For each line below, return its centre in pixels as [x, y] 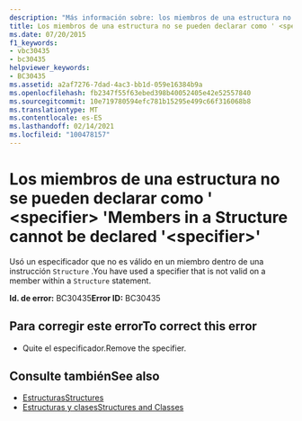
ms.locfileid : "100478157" [60, 135]
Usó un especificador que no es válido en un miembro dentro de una [137, 261]
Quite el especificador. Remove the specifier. [104, 348]
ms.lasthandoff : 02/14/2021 [62, 127]
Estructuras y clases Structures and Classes [103, 408]
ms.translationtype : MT [54, 110]
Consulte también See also [84, 376]
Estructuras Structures [63, 398]
